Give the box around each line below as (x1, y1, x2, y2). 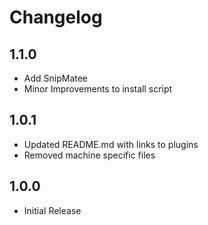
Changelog (9, 6, 103, 29)
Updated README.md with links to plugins (23, 138, 199, 150)
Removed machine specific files (23, 149, 156, 161)
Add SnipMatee (23, 72, 89, 84)
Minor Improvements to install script (23, 83, 173, 95)
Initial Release (23, 204, 82, 216)
